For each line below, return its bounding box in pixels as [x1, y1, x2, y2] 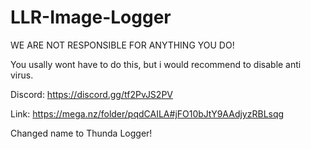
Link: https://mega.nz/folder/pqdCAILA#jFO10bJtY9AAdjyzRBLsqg [10, 107, 285, 120]
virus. [10, 69, 34, 81]
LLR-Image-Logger [10, 6, 172, 29]
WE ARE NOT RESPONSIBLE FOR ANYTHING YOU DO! [10, 39, 235, 51]
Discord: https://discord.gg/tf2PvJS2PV [10, 88, 173, 100]
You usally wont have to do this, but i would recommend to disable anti [10, 58, 302, 70]
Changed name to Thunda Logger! [10, 127, 153, 139]
